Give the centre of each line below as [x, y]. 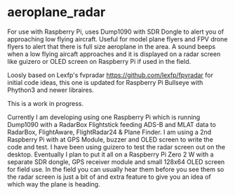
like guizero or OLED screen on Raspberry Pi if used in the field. [99, 61]
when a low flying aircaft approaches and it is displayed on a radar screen [114, 54]
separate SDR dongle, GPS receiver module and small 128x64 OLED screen [116, 161]
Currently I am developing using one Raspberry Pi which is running [104, 117]
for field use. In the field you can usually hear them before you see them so [116, 169]
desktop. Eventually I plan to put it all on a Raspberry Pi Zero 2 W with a [110, 154]
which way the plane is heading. [54, 184]
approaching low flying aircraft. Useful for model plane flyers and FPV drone [117, 39]
